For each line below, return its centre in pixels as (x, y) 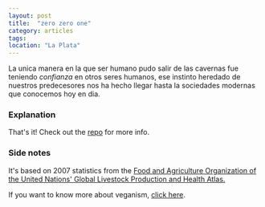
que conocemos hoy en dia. (54, 94)
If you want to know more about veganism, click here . (97, 194)
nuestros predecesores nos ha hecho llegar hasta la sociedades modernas (132, 86)
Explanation (32, 115)
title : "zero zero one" (50, 23)
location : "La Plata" (45, 46)
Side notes (30, 153)
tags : (17, 38)
